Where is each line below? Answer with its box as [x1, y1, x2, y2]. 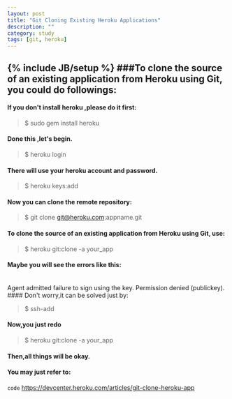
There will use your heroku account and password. [7, 166, 158, 174]
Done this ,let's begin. [7, 135, 73, 143]
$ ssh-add [24, 304, 55, 313]
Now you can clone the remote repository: [7, 197, 133, 206]
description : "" [7, 23, 55, 30]
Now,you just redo [7, 320, 61, 329]
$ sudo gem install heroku [24, 119, 100, 127]
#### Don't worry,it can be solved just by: [7, 291, 129, 299]
